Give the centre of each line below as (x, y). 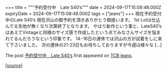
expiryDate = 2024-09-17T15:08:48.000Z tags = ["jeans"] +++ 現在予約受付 (83, 13)
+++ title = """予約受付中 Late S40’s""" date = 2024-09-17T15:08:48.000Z (83, 7)
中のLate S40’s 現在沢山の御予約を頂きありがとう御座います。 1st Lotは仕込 (83, 20)
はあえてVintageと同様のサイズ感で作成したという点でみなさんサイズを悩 (81, 32)
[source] (14, 65)
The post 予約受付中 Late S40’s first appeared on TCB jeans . (69, 55)
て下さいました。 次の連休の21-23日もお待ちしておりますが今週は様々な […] (83, 45)
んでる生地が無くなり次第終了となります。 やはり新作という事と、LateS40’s (83, 26)
